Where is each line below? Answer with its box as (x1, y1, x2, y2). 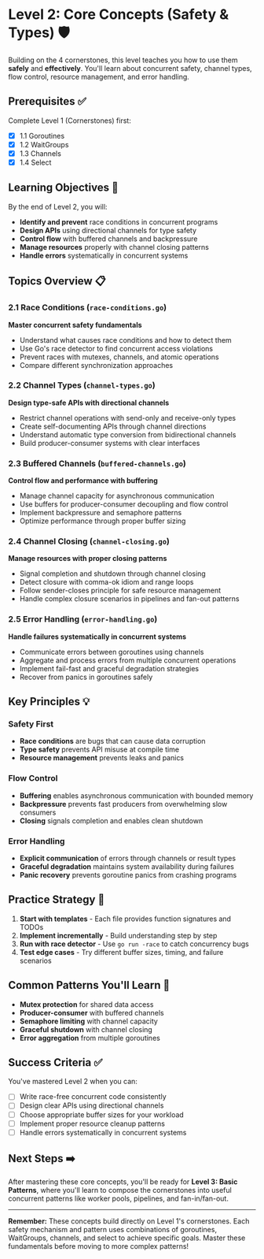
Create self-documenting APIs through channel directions (19, 422, 207, 431)
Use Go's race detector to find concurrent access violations (19, 344, 214, 353)
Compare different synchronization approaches (19, 360, 174, 370)
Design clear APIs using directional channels (19, 1101, 164, 1110)
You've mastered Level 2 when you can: (8, 1077, 137, 1086)
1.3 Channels (19, 148, 61, 158)
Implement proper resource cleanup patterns (19, 1119, 166, 1128)
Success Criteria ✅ (8, 1056, 103, 1069)
